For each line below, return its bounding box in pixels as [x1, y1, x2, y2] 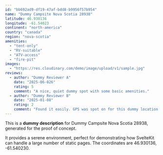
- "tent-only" [9, 43, 38, 48]
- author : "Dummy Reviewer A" [9, 75, 71, 80]
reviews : [5, 71, 23, 76]
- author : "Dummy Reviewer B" [9, 93, 71, 98]
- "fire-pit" [9, 57, 36, 62]
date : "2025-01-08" [14, 98, 54, 103]
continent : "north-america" [5, 25, 62, 30]
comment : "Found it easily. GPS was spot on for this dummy [14, 107, 139, 112]
